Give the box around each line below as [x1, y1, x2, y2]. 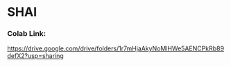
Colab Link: [7, 29, 46, 39]
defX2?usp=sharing [7, 52, 64, 60]
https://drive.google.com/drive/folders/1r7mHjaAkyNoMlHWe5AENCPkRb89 [7, 44, 224, 52]
